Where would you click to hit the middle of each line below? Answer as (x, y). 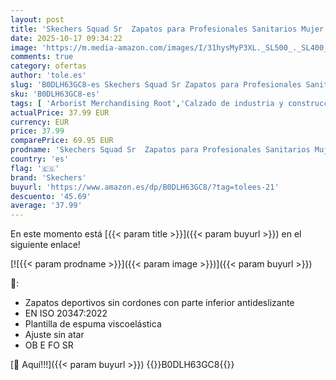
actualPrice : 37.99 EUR (60, 112)
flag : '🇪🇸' (35, 168)
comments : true (42, 57)
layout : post (37, 19)
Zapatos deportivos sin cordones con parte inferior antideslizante (159, 303)
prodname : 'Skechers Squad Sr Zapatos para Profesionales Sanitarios (160, 150)
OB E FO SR (49, 345)
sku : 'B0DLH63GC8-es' (55, 94)
